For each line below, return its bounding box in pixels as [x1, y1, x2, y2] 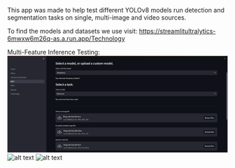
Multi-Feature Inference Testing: [7, 48, 100, 56]
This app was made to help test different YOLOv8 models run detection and [7, 6, 225, 14]
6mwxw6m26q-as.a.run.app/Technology [7, 34, 126, 43]
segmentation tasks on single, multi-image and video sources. [7, 13, 187, 22]
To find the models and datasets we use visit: [7, 27, 138, 35]
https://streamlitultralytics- [138, 27, 216, 35]
